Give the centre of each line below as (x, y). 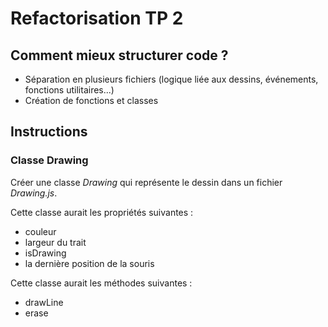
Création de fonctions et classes (91, 100)
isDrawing (45, 253)
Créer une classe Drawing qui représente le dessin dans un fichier (146, 182)
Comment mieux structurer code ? (119, 55)
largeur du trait (55, 242)
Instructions (49, 132)
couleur (40, 231)
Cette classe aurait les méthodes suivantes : (101, 283)
